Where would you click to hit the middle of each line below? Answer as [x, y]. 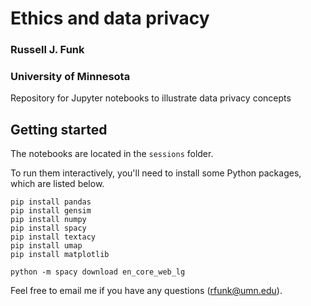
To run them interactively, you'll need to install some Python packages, [156, 173]
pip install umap [46, 246]
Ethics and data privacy [110, 18]
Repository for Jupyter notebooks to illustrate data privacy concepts [151, 98]
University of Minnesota [70, 77]
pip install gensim [51, 211]
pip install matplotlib [60, 255]
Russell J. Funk [47, 50]
